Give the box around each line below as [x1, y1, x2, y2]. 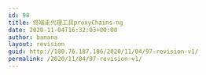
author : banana [8, 33, 58, 41]
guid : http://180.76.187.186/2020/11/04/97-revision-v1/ [8, 48, 199, 55]
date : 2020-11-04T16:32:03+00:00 [8, 26, 118, 34]
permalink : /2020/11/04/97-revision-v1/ [8, 55, 143, 63]
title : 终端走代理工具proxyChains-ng [8, 19, 123, 27]
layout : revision [8, 41, 65, 48]
